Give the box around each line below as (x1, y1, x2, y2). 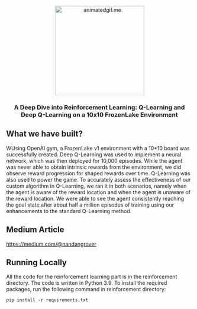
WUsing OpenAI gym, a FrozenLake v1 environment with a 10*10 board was (6, 144, 190, 152)
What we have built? (6, 129, 83, 139)
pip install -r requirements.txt (6, 297, 89, 303)
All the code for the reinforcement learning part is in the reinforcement (6, 273, 177, 281)
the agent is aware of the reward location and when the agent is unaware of (6, 188, 191, 195)
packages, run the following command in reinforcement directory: (6, 286, 166, 293)
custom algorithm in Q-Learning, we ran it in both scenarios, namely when (6, 182, 187, 189)
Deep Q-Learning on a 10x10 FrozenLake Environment (20, 110, 179, 118)
